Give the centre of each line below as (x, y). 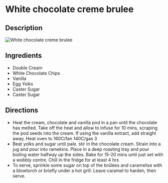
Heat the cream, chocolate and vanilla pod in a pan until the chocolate (85, 122)
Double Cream (27, 68)
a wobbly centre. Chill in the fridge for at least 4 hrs (66, 160)
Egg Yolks (23, 83)
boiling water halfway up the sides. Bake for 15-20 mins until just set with (88, 154)
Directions (22, 110)
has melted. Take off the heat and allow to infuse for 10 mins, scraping (85, 128)
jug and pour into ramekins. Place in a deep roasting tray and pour (81, 149)
